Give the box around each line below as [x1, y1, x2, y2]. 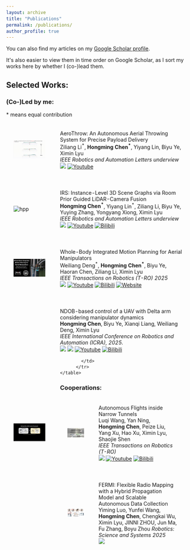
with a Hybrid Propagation [98, 487, 162, 495]
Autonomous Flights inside [98, 404, 163, 411]
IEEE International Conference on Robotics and [60, 332, 174, 339]
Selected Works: [6, 80, 69, 90]
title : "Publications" [6, 15, 62, 22]
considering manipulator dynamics [60, 313, 145, 321]
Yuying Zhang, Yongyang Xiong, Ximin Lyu [60, 209, 163, 216]
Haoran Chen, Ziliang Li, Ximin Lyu [60, 268, 143, 275]
